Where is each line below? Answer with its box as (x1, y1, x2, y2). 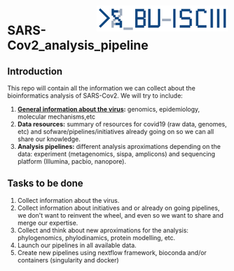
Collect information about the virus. (17, 196, 120, 204)
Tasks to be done (7, 178, 84, 190)
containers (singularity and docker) (17, 256, 119, 264)
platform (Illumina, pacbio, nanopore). (17, 157, 127, 166)
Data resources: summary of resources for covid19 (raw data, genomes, (17, 120, 228, 128)
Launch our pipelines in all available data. (17, 241, 137, 249)
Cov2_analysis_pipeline (7, 37, 149, 53)
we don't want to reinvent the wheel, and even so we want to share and (17, 211, 224, 219)
